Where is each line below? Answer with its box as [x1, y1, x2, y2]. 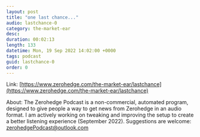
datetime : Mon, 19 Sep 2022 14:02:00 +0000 [6, 48, 116, 54]
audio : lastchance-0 [6, 20, 58, 26]
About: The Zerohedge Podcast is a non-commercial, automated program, [6, 99, 189, 106]
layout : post [6, 8, 39, 15]
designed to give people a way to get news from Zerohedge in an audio [6, 105, 182, 112]
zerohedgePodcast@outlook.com [6, 124, 89, 132]
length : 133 [6, 42, 36, 48]
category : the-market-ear [6, 25, 70, 32]
